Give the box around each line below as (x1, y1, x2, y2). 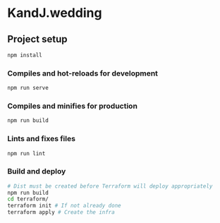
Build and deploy (7, 167, 66, 176)
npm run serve (7, 85, 49, 92)
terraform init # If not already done (7, 203, 121, 210)
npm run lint (7, 150, 46, 157)
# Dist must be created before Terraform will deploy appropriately (7, 182, 213, 190)
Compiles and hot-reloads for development (7, 68, 159, 78)
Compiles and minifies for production (7, 101, 137, 111)
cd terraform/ (7, 195, 49, 203)
